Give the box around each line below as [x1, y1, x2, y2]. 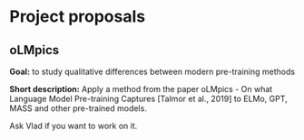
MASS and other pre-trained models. [9, 103, 147, 114]
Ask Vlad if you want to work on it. [9, 120, 138, 131]
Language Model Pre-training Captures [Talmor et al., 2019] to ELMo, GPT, [9, 93, 288, 104]
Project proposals [9, 6, 146, 27]
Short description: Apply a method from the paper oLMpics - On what [9, 84, 273, 94]
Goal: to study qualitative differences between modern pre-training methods [9, 66, 296, 77]
